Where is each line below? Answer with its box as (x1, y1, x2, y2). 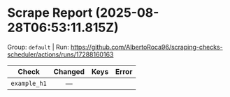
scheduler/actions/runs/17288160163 (7, 50, 114, 59)
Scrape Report (7, 5, 93, 21)
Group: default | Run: (7, 43, 69, 51)
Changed (53, 66, 85, 76)
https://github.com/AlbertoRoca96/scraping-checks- (70, 43, 223, 51)
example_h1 (10, 79, 47, 87)
